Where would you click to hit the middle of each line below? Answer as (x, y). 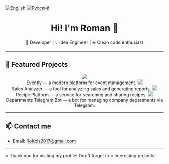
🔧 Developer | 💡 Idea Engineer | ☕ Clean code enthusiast (84, 42)
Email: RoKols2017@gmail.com (44, 141)
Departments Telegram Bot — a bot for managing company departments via (84, 100)
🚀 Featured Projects (37, 65)
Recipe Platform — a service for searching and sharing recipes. (81, 94)
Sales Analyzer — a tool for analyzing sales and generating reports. (81, 89)
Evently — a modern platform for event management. (81, 83)
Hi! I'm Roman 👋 (84, 28)
